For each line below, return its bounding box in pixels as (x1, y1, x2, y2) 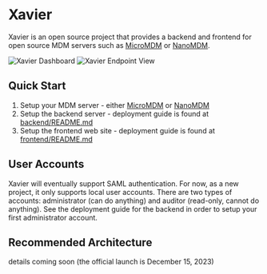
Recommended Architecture (8, 236, 153, 249)
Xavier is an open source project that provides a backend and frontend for (8, 32, 252, 42)
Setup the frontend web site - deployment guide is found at (19, 125, 216, 135)
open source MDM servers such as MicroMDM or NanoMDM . (8, 40, 210, 50)
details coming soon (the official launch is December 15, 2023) (8, 257, 214, 267)
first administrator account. (8, 212, 98, 222)
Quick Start (8, 79, 66, 93)
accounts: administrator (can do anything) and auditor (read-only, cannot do (8, 196, 260, 205)
